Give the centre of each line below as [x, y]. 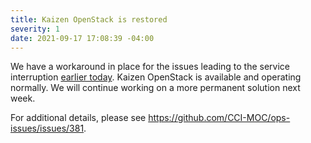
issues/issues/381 [47, 128]
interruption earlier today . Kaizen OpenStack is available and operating [156, 77]
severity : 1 [35, 29]
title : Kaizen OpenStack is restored [89, 19]
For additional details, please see [78, 118]
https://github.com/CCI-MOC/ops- [219, 118]
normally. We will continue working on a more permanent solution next [155, 88]
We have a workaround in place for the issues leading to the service [150, 67]
